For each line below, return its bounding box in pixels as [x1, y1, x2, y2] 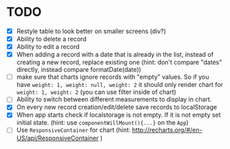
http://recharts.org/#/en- [132, 126, 202, 135]
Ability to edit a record [16, 43, 80, 51]
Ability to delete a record [16, 35, 87, 43]
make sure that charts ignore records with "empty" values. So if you [16, 73, 209, 81]
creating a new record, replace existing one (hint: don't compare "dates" [16, 58, 222, 66]
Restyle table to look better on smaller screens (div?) [16, 27, 167, 35]
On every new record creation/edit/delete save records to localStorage [16, 103, 218, 111]
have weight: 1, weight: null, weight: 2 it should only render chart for [16, 81, 223, 89]
